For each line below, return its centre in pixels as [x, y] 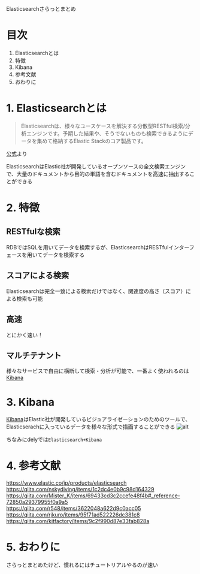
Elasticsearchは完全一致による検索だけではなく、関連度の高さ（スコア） [96, 291]
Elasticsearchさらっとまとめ [41, 9]
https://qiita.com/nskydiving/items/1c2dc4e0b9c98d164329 [80, 490]
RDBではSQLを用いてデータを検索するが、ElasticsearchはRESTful [87, 247]
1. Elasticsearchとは [56, 108]
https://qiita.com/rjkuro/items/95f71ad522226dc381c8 [73, 515]
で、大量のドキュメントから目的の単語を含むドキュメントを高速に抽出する [98, 174]
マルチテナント [34, 355]
